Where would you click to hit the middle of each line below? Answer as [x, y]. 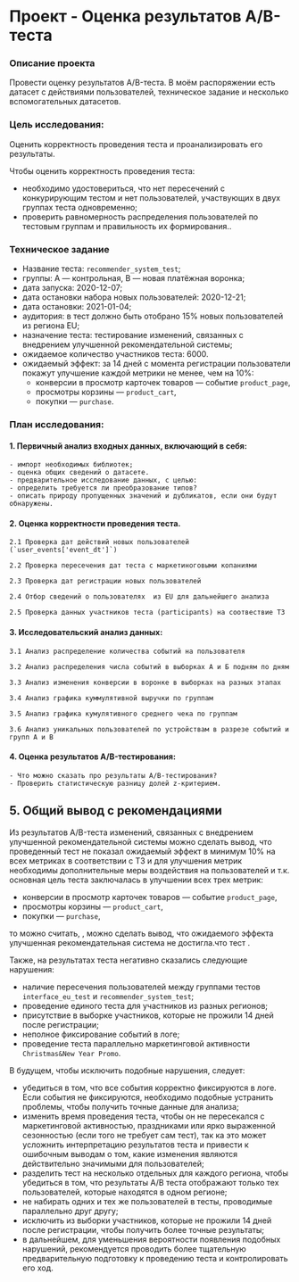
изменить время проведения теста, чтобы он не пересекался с [143, 1116]
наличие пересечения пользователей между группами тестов [141, 987]
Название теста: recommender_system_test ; [101, 269]
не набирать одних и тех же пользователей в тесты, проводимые [147, 1201]
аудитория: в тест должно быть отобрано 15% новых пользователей [153, 316]
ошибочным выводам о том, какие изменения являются [130, 1154]
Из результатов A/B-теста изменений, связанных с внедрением [132, 832]
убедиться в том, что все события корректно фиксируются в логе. [149, 1088]
